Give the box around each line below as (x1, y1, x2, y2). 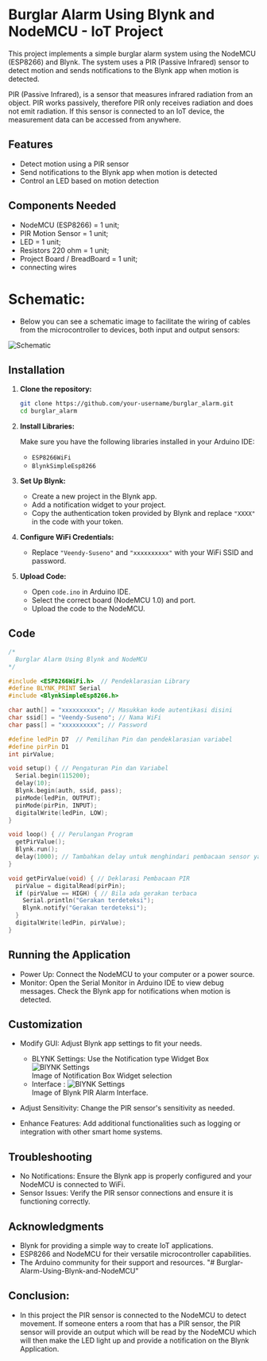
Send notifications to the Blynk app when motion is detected (19, 167, 218, 176)
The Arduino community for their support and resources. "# (19, 1258, 215, 1267)
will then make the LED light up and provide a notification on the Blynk (19, 1336, 250, 1345)
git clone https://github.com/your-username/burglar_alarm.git (19, 400, 234, 408)
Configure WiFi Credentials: (19, 533, 114, 542)
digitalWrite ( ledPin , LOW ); (15, 808, 109, 816)
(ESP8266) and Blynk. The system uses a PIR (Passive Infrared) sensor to (8, 57, 250, 67)
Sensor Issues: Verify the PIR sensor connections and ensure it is (19, 1188, 234, 1198)
